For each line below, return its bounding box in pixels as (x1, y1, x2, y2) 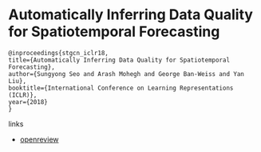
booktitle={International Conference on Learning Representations (8, 84, 234, 92)
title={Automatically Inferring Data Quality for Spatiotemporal (8, 56, 230, 64)
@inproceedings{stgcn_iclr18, (8, 49, 109, 57)
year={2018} (8, 98, 48, 106)
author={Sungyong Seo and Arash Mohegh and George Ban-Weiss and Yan (8, 70, 245, 78)
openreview (19, 134, 59, 144)
